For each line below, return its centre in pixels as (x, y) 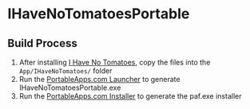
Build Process (42, 43)
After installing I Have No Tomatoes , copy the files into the (115, 62)
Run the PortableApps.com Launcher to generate (99, 79)
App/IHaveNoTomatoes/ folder (65, 71)
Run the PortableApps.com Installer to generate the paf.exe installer (130, 96)
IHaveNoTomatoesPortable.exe (70, 88)
